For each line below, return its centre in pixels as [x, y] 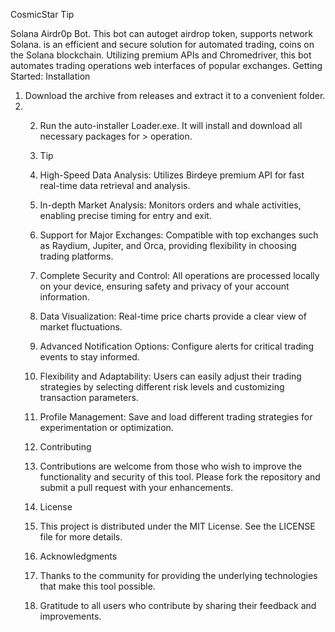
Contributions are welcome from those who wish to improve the [171, 466]
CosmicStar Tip [42, 14]
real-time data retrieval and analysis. [115, 185]
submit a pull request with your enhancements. [136, 487]
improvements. [70, 616]
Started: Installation [50, 76]
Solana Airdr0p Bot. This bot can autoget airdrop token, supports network [161, 33]
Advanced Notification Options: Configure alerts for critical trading [176, 346]
